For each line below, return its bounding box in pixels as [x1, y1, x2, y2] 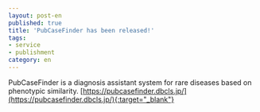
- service [8, 41, 41, 49]
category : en [8, 56, 52, 64]
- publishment [8, 48, 56, 56]
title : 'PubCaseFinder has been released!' [8, 26, 155, 34]
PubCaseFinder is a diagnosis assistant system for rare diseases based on [8, 77, 252, 87]
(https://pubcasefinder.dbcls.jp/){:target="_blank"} [8, 95, 175, 104]
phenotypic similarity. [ [8, 86, 83, 95]
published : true [8, 19, 62, 27]
